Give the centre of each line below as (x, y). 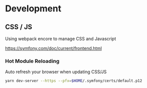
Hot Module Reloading (32, 61)
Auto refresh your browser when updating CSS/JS (56, 72)
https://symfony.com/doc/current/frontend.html (54, 48)
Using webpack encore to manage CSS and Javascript (61, 39)
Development (33, 9)
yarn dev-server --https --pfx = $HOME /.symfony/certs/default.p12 (73, 81)
